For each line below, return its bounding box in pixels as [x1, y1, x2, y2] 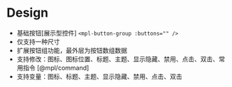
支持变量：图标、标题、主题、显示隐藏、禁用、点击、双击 [16, 72, 182, 81]
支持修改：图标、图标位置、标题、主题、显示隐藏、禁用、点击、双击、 [16, 54, 219, 63]
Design [6, 5, 49, 21]
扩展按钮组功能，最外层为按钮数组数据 [16, 46, 127, 54]
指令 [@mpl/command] [22, 63, 89, 72]
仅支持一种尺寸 [16, 37, 60, 46]
